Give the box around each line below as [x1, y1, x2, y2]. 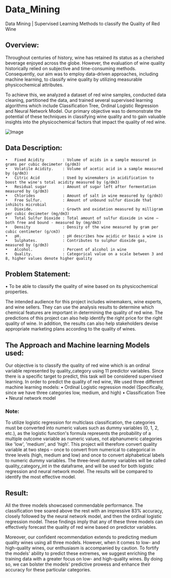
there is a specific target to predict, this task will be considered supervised [5, 373, 162, 380]
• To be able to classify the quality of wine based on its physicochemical [5, 283, 158, 290]
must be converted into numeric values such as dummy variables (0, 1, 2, [5, 425, 159, 431]
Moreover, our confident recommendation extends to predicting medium [5, 534, 157, 540]
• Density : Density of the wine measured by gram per [5, 224, 159, 230]
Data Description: [5, 143, 63, 152]
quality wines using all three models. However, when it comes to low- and [5, 540, 160, 546]
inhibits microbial [5, 202, 47, 207]
